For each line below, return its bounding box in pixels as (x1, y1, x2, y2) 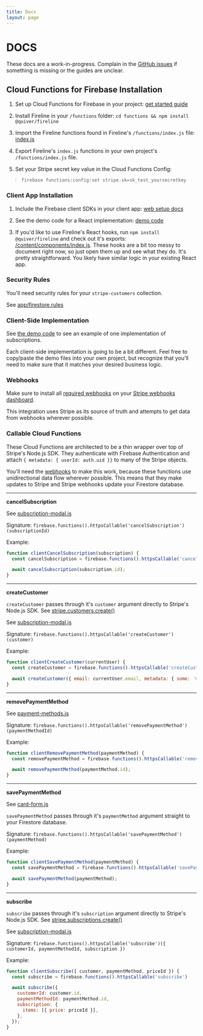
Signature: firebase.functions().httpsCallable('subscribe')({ (6, 939, 166, 946)
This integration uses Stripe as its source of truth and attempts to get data (6, 408, 190, 415)
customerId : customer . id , (17, 990, 83, 997)
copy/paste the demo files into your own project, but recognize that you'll (6, 354, 189, 362)
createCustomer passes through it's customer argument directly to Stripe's (6, 601, 189, 608)
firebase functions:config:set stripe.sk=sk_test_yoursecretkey (21, 177, 187, 183)
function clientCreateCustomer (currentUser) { (6, 659, 126, 665)
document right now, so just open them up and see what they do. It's (14, 247, 186, 255)
